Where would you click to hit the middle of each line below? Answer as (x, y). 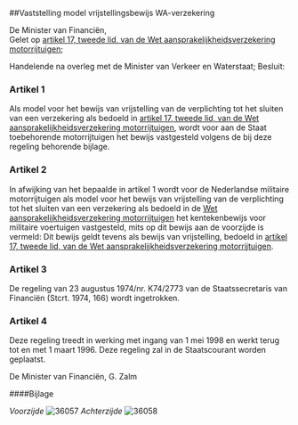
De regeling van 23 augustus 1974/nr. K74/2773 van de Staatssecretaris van (148, 288)
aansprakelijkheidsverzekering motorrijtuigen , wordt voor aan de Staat (138, 127)
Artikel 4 (28, 321)
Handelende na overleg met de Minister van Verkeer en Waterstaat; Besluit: (147, 66)
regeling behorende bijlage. (60, 147)
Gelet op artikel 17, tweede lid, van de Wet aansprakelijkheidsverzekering (142, 40)
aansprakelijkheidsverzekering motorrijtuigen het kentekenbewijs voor (138, 217)
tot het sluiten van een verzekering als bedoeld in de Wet (113, 208)
